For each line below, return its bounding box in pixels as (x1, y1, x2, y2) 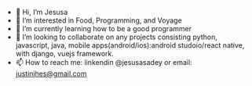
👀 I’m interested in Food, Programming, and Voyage (15, 16, 182, 25)
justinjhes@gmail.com (15, 69, 88, 78)
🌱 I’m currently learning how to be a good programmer (15, 24, 192, 33)
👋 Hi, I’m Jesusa (15, 8, 68, 16)
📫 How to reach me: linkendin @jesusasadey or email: (15, 58, 192, 66)
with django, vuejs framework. (15, 49, 114, 58)
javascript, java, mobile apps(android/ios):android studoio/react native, (15, 41, 245, 50)
